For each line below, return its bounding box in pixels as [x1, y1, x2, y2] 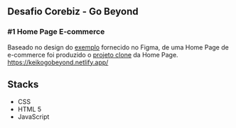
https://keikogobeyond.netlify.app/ [7, 58, 109, 66]
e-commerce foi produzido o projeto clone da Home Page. [7, 50, 179, 59]
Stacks [7, 78, 39, 91]
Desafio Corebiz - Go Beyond [7, 6, 139, 18]
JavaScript [17, 112, 50, 121]
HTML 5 [17, 105, 42, 113]
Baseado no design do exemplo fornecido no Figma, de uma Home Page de [7, 42, 229, 52]
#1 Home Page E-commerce [7, 27, 105, 37]
